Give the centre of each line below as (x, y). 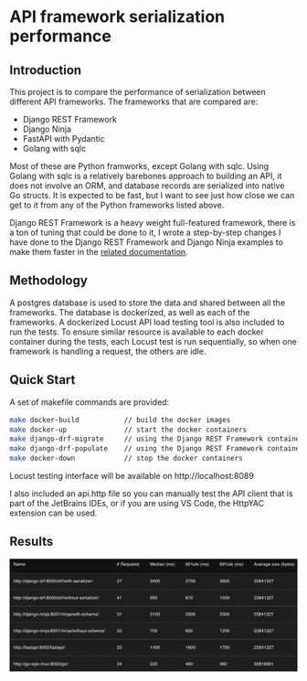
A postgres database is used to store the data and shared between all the (148, 303)
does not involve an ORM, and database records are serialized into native (147, 186)
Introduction (46, 70)
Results (32, 542)
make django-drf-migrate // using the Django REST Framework (136, 439)
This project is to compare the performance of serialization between (138, 92)
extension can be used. (53, 513)
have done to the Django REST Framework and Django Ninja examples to (146, 242)
